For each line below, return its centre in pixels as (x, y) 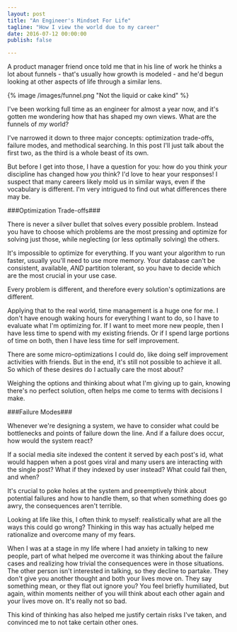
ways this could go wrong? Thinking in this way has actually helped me (111, 527)
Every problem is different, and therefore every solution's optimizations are (117, 289)
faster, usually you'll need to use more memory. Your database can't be (111, 261)
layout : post (27, 14)
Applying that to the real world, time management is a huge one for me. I (113, 311)
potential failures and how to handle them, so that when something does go (117, 498)
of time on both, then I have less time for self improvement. (93, 341)
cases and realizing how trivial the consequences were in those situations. (116, 563)
